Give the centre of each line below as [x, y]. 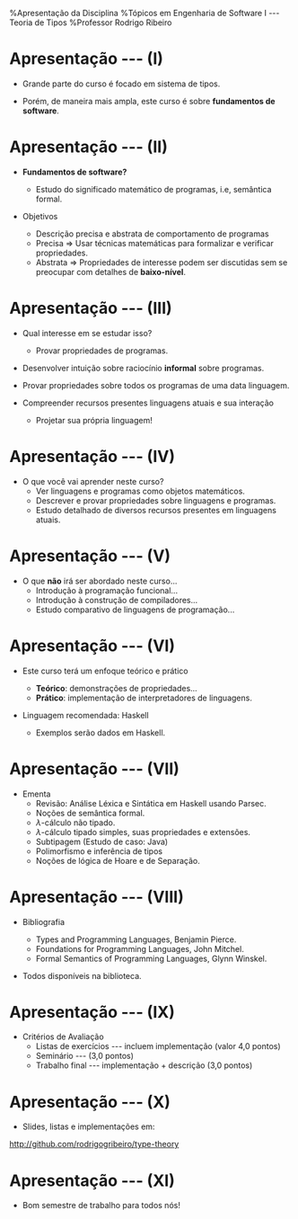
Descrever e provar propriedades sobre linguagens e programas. [156, 500]
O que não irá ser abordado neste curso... [100, 581]
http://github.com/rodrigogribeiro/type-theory [94, 1144]
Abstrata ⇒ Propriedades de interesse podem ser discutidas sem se [162, 262]
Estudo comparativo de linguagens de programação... [135, 609]
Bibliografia [44, 921]
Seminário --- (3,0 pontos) [85, 1056]
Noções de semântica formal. [90, 813]
